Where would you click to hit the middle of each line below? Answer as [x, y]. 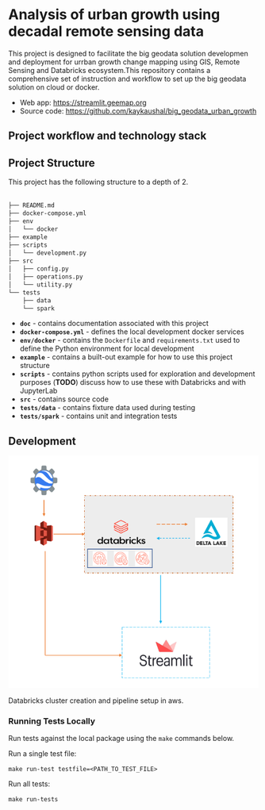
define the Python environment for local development [107, 349]
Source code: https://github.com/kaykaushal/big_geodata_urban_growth [138, 111]
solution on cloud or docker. [54, 87]
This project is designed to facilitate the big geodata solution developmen [128, 53]
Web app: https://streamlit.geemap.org [83, 102]
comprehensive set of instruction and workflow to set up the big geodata [127, 79]
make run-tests [33, 799]
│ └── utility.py [40, 285]
